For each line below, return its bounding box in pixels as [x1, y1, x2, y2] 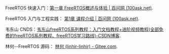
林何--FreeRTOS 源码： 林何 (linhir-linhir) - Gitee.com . [5, 43, 118, 49]
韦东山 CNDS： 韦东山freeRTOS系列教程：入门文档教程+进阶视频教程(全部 [5, 26, 159, 32]
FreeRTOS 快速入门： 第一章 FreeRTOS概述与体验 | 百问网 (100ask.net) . [5, 5, 153, 11]
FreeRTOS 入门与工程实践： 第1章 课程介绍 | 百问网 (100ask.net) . [5, 16, 140, 22]
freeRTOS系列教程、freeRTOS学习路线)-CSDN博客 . [14, 33, 121, 38]
